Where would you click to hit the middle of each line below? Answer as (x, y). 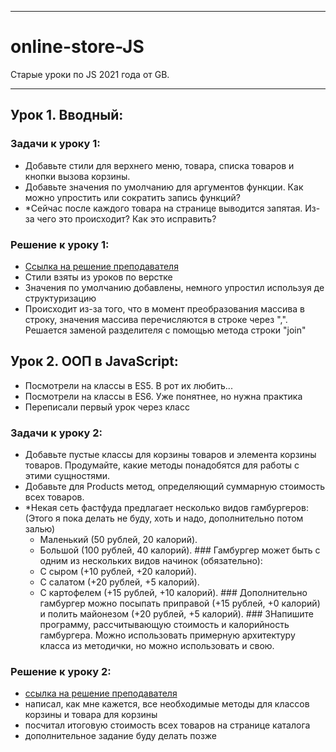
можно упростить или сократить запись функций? (132, 197)
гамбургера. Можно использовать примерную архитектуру (167, 635)
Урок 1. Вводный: (67, 115)
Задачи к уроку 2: (56, 433)
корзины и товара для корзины (91, 715)
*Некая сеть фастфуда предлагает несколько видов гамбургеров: (166, 508)
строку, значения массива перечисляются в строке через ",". (156, 319)
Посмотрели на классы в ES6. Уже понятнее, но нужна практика (163, 396)
